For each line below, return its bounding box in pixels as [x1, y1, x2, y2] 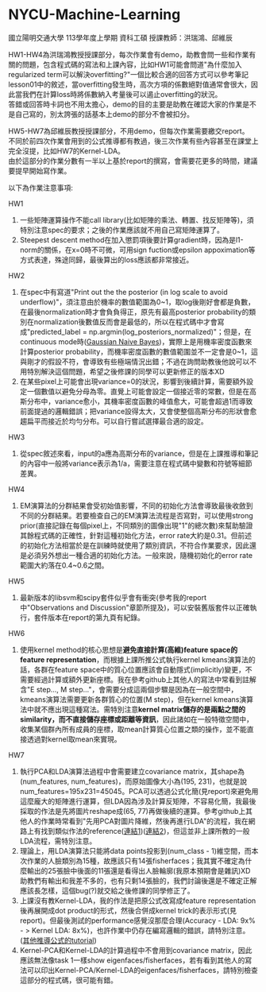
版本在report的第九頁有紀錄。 [47, 612, 145, 622]
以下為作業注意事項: [8, 183, 74, 192]
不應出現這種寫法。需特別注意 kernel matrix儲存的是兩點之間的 [40, 704, 246, 714]
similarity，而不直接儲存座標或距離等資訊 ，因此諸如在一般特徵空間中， [19, 714, 254, 724]
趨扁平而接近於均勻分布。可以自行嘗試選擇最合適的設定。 [19, 416, 208, 426]
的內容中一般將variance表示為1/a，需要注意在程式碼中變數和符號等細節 [19, 459, 253, 468]
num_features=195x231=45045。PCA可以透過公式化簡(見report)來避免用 [19, 786, 259, 796]
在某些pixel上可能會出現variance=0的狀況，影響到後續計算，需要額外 [19, 376, 247, 386]
